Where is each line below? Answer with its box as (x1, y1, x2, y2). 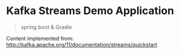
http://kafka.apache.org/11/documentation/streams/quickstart (6, 41, 157, 48)
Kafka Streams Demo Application (6, 4, 175, 18)
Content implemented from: (6, 35, 74, 42)
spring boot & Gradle (20, 23, 72, 31)
